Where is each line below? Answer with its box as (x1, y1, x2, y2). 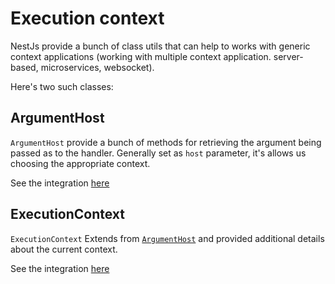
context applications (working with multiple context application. (10, 50, 272, 62)
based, (10, 61, 39, 73)
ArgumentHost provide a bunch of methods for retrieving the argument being (10, 136, 322, 148)
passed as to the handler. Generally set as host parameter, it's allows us (10, 147, 307, 159)
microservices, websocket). (40, 61, 155, 73)
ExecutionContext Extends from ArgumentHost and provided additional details (10, 232, 325, 244)
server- (273, 50, 304, 62)
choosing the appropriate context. (10, 157, 151, 169)
